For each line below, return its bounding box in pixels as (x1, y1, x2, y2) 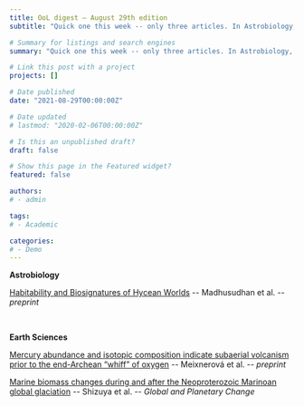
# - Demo (9, 245, 43, 254)
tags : (9, 211, 30, 220)
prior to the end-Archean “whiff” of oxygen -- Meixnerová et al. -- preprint (9, 359, 287, 370)
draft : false (9, 146, 59, 155)
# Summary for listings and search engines (9, 38, 176, 47)
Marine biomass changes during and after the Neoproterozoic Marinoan (9, 377, 278, 388)
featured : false (9, 170, 71, 179)
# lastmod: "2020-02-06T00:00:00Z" (9, 121, 144, 130)
